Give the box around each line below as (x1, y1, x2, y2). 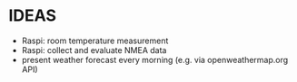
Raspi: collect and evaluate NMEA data (21, 44, 167, 55)
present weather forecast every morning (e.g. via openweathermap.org (21, 54, 289, 65)
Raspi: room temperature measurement (21, 35, 169, 46)
